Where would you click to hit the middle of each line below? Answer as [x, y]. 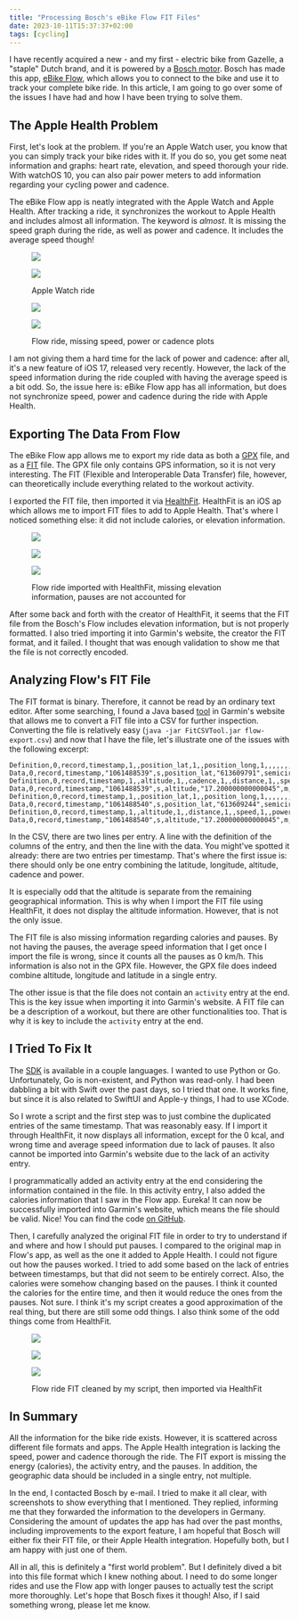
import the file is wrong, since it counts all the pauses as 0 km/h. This [137, 956]
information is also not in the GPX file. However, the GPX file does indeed [143, 966]
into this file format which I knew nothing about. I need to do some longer [143, 1577]
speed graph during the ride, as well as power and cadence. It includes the [146, 230]
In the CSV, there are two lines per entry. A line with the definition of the [141, 836]
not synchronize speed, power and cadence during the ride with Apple [139, 397]
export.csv [29, 740]
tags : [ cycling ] [39, 34]
